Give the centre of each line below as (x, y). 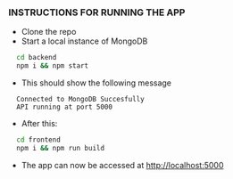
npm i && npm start (53, 66)
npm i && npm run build (60, 148)
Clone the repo (49, 32)
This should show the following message (96, 83)
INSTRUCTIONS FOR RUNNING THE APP (97, 12)
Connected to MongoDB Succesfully (80, 100)
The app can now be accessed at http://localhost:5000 (122, 165)
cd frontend (39, 140)
